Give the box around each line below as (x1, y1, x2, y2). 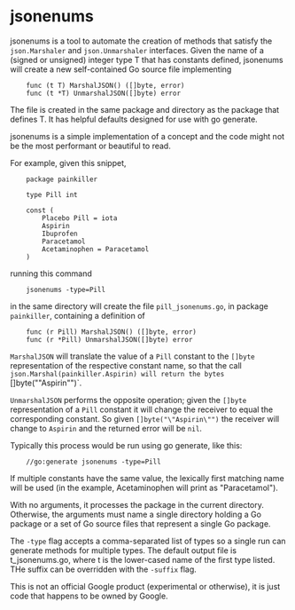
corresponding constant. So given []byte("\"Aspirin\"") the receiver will (10, 413, 280, 424)
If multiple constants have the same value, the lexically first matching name (10, 472, 284, 483)
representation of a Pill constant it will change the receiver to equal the (10, 404, 274, 415)
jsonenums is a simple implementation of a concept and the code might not (10, 131, 285, 141)
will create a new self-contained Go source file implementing (10, 64, 232, 75)
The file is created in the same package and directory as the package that (10, 104, 280, 115)
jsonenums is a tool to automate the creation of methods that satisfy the (10, 36, 273, 46)
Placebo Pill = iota (42, 213, 118, 223)
